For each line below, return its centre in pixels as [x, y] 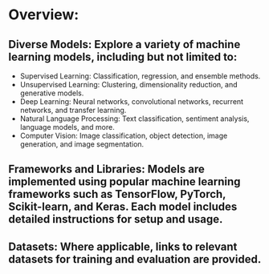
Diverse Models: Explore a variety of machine [124, 44]
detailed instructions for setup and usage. [116, 219]
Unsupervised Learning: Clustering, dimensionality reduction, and [129, 85]
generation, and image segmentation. [82, 144]
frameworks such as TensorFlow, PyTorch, [117, 194]
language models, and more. [67, 127]
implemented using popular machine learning [124, 182]
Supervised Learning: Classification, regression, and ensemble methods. [140, 76]
